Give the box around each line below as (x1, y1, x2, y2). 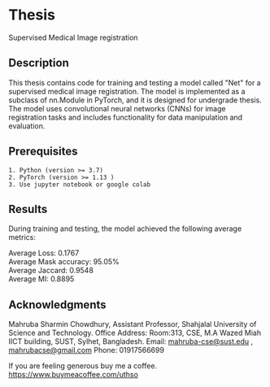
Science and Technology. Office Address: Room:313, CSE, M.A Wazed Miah (8, 328, 262, 338)
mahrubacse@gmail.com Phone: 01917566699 (8, 346, 165, 355)
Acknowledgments (8, 298, 107, 311)
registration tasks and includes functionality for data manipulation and (8, 112, 242, 122)
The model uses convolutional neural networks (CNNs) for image (8, 103, 226, 113)
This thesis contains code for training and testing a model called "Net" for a (8, 77, 262, 87)
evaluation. (8, 120, 46, 131)
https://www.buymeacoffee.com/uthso (8, 370, 138, 380)
